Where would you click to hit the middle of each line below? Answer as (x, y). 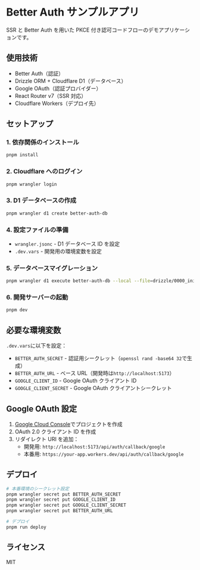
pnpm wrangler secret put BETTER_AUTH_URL (60, 511)
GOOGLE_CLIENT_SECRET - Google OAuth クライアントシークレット (93, 388)
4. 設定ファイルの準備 (37, 230)
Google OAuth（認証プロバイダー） (58, 88)
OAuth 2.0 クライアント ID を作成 (55, 431)
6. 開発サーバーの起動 (37, 298)
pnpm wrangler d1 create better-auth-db (57, 213)
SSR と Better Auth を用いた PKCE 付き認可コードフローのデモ (82, 30)
